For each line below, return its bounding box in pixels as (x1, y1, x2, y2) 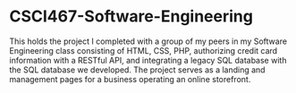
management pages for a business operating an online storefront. (9, 73, 251, 84)
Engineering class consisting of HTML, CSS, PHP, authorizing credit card (9, 45, 278, 55)
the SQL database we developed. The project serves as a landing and (9, 64, 266, 75)
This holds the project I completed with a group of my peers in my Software (9, 36, 288, 46)
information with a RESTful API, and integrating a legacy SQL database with (9, 55, 287, 65)
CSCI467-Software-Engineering (9, 6, 253, 27)
